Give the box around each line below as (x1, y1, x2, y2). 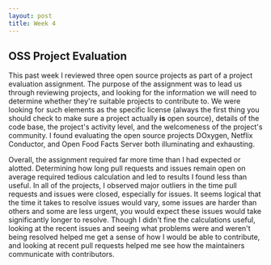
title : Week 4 (8, 19, 57, 27)
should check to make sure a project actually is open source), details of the (8, 114, 260, 124)
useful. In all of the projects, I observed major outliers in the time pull (8, 181, 237, 191)
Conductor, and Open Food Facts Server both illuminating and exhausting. (8, 139, 255, 149)
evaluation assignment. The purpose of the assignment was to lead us (8, 79, 243, 89)
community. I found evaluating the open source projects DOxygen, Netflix (8, 131, 253, 141)
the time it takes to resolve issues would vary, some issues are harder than (8, 198, 257, 208)
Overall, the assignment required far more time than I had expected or (8, 155, 241, 165)
